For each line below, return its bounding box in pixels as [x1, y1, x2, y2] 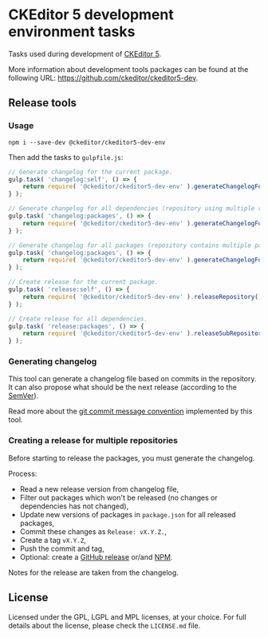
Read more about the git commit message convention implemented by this [8, 406, 253, 417]
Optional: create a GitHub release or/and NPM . [19, 552, 173, 561]
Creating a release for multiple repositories [8, 435, 178, 446]
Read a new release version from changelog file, [19, 484, 179, 493]
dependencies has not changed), [19, 501, 129, 511]
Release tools [8, 96, 77, 110]
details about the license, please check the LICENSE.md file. [8, 620, 201, 630]
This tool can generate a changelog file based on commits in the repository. [8, 374, 257, 384]
